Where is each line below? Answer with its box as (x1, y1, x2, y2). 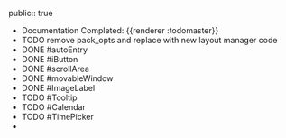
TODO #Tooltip (21, 92, 78, 103)
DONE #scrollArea (21, 63, 89, 74)
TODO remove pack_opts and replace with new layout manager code (21, 35, 278, 45)
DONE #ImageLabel (21, 83, 96, 93)
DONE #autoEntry (21, 44, 88, 55)
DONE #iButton (21, 54, 78, 64)
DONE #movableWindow (21, 73, 114, 84)
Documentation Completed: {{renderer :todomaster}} (21, 25, 219, 35)
